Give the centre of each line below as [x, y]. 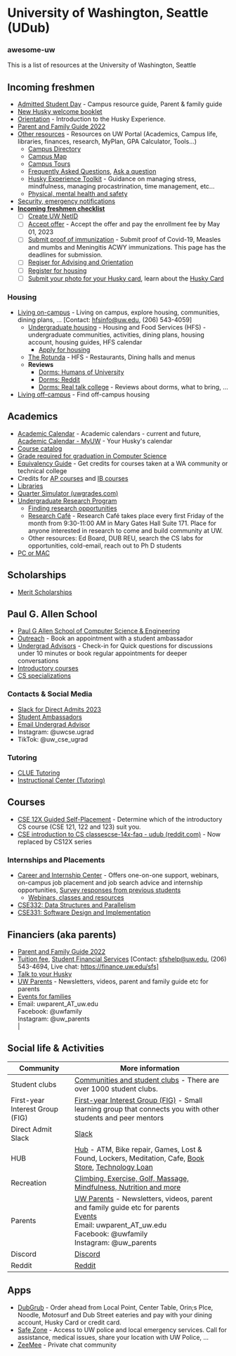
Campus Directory [54, 149]
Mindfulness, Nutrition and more [128, 1187]
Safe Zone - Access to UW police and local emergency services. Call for [122, 1329]
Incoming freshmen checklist [61, 209]
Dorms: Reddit [59, 379]
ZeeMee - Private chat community [67, 1345]
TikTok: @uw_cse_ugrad [53, 739]
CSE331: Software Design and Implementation [84, 912]
